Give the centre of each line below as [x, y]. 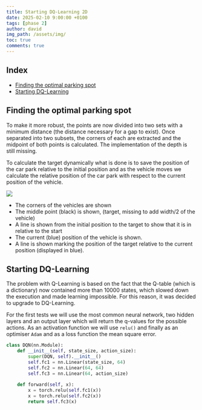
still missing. [22, 151]
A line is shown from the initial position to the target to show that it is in [103, 224]
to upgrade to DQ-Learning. [41, 303]
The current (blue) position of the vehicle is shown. [79, 237]
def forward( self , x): [46, 385]
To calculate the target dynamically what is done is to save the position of [98, 163]
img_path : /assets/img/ [36, 35]
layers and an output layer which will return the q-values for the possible [96, 321]
